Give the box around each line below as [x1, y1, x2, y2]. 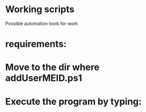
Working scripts [5, 4, 75, 15]
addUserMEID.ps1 [5, 72, 82, 84]
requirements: [5, 38, 67, 50]
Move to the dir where [5, 62, 100, 73]
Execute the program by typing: [5, 96, 142, 107]
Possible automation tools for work [5, 20, 78, 26]
